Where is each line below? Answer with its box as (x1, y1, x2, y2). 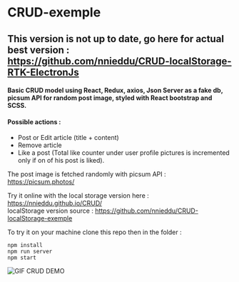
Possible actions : (7, 117, 61, 126)
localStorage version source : (7, 206, 94, 215)
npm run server (7, 248, 53, 256)
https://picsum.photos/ (7, 178, 75, 186)
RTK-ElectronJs (7, 66, 80, 79)
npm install (7, 242, 43, 249)
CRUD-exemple (7, 4, 101, 21)
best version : (7, 44, 70, 56)
